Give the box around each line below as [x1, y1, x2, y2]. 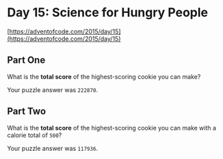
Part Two [7, 106, 47, 117]
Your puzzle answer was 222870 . [7, 85, 98, 93]
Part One [7, 55, 46, 66]
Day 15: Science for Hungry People [7, 5, 209, 20]
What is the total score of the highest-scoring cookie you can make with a [7, 124, 217, 132]
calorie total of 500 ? [7, 131, 62, 139]
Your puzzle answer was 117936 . [7, 144, 98, 152]
